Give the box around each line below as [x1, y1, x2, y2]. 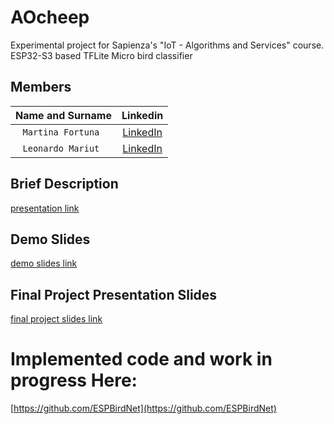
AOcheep [10, 6, 90, 29]
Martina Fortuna [22, 126, 100, 138]
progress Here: [10, 369, 138, 392]
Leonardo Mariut [22, 142, 100, 154]
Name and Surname [15, 108, 112, 122]
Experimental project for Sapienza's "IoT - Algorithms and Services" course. [10, 39, 325, 51]
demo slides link [10, 257, 78, 270]
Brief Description [10, 176, 119, 193]
